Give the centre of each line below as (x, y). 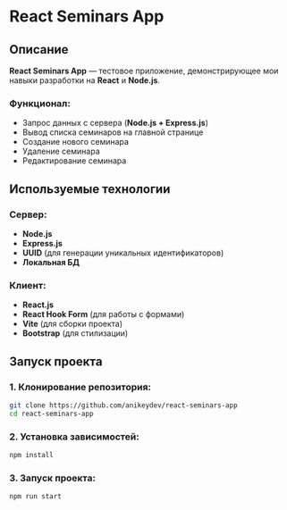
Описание (39, 50)
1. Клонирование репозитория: (80, 387)
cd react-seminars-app (51, 414)
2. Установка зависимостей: (75, 437)
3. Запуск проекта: (53, 478)
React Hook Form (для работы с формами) (103, 314)
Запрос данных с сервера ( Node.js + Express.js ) (115, 123)
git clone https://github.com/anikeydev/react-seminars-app (124, 405)
